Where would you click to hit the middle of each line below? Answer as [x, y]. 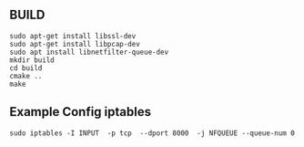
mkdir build [32, 60]
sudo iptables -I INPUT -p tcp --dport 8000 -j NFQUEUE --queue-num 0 [152, 133]
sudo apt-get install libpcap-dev [75, 44]
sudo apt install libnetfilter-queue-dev [89, 52]
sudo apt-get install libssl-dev [73, 36]
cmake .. [26, 76]
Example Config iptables [81, 112]
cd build [26, 68]
